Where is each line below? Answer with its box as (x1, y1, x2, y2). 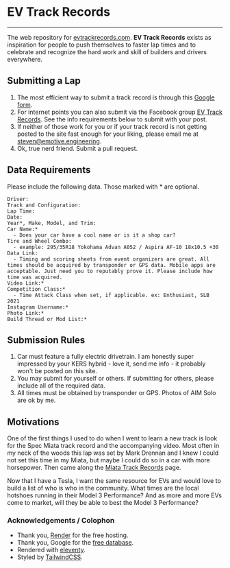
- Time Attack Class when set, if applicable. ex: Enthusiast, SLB (13, 292, 210, 298)
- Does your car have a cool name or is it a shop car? (13, 231, 176, 239)
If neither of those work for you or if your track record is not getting (16, 122, 207, 130)
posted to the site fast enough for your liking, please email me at (16, 130, 199, 138)
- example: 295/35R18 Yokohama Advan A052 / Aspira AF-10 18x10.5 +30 (13, 244, 219, 250)
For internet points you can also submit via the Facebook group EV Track (16, 108, 222, 116)
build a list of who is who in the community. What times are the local (7, 484, 199, 493)
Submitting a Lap (7, 75, 81, 86)
